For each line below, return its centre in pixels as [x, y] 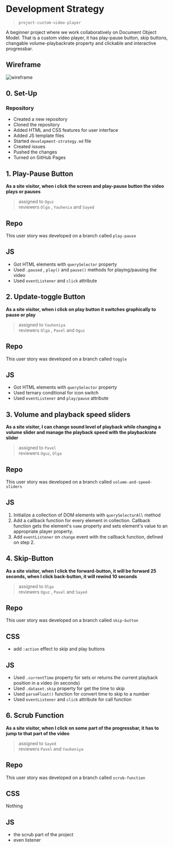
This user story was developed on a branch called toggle [66, 359]
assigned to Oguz [36, 202]
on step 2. [24, 542]
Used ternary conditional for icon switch [56, 393]
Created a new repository [40, 119]
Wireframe [23, 65]
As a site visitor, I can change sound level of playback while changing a [83, 427]
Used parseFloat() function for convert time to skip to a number [81, 694]
